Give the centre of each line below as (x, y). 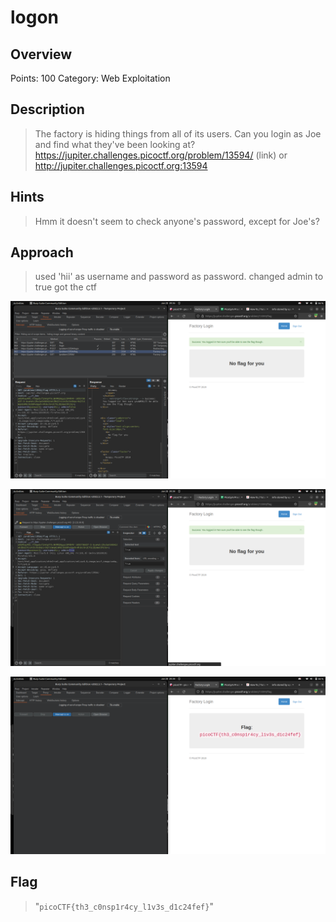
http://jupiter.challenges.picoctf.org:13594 (121, 165)
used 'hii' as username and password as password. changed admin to (179, 277)
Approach (42, 252)
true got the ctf (65, 287)
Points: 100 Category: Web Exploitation (90, 78)
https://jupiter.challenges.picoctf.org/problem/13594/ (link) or (161, 155)
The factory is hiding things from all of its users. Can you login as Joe (178, 133)
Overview (41, 54)
